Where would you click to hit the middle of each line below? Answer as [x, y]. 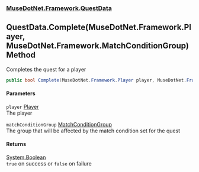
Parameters [21, 93]
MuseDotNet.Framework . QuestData [59, 8]
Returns [16, 144]
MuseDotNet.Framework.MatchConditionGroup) [98, 46]
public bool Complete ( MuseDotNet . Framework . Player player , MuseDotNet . [96, 80]
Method [21, 55]
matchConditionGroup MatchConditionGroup [59, 124]
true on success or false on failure [49, 164]
